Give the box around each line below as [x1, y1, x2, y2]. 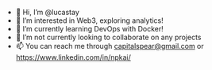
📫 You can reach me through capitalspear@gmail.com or [15, 42, 204, 50]
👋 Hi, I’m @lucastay [15, 8, 79, 17]
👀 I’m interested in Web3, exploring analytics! [15, 16, 164, 25]
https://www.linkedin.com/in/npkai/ [15, 53, 131, 62]
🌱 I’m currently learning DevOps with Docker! [15, 24, 164, 33]
